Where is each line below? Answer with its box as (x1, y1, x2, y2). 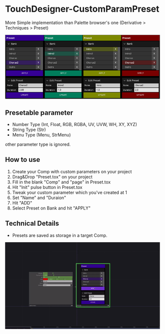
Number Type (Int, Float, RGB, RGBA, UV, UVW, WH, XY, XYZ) (12, 122, 137, 128)
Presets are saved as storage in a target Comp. (12, 232, 108, 238)
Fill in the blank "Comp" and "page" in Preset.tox (12, 179, 111, 185)
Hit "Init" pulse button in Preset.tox (12, 184, 82, 190)
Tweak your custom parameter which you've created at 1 (12, 189, 127, 195)
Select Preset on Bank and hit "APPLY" (12, 205, 91, 211)
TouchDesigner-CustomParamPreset (5, 3, 160, 15)
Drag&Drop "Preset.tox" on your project (12, 174, 93, 180)
